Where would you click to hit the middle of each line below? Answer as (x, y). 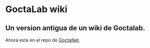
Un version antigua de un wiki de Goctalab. (75, 28)
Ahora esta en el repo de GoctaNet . (43, 40)
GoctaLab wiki (36, 9)
